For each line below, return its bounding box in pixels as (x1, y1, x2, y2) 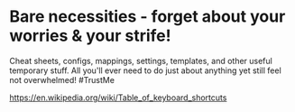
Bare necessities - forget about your (9, 6, 286, 27)
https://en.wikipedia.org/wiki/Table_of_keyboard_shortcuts (9, 92, 227, 103)
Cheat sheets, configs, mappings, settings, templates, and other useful (9, 55, 272, 66)
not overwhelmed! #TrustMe (9, 74, 115, 85)
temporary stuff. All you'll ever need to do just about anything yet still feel (9, 65, 281, 76)
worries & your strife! (9, 25, 171, 46)
